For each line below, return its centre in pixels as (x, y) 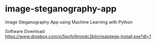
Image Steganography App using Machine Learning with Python (69, 22)
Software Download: (25, 31)
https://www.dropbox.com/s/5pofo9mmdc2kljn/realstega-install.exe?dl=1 (78, 36)
